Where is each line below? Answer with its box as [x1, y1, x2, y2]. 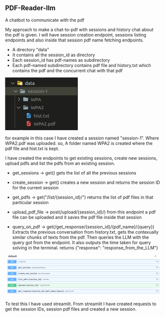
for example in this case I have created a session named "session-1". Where [5, 135, 159, 141]
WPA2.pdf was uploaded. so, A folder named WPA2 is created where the [5, 140, 153, 146]
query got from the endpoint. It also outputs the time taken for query [12, 239, 151, 246]
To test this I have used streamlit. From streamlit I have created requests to [5, 301, 157, 307]
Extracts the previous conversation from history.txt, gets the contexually [12, 229, 159, 235]
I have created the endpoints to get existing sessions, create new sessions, [5, 155, 158, 161]
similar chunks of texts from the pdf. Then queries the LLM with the [12, 234, 149, 240]
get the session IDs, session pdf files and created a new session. [5, 306, 137, 312]
